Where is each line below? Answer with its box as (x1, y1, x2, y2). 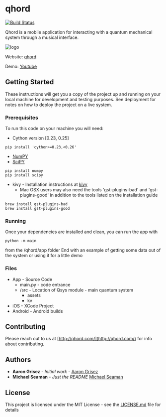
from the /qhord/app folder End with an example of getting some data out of (5, 247, 161, 253)
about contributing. (5, 341, 45, 347)
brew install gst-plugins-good (5, 206, 70, 211)
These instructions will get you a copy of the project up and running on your (5, 91, 161, 97)
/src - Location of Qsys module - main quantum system (19, 287, 133, 293)
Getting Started (5, 78, 54, 86)
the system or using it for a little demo (5, 253, 83, 259)
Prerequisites (5, 114, 38, 121)
